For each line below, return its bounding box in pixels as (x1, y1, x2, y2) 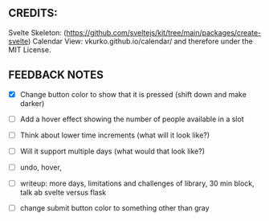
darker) (19, 98, 45, 108)
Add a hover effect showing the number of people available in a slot (19, 114, 244, 124)
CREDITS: (8, 6, 58, 20)
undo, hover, (19, 162, 62, 172)
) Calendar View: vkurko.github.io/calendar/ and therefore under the (27, 36, 253, 46)
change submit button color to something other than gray (19, 203, 210, 212)
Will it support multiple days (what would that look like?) (19, 146, 206, 156)
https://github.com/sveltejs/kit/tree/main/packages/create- (66, 27, 262, 37)
